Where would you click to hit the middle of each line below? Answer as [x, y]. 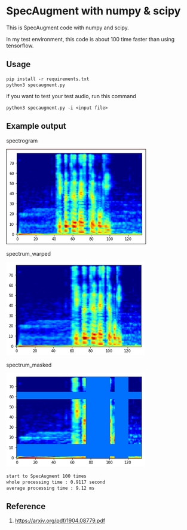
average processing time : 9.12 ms [50, 488]
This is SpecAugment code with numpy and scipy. [68, 28]
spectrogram [22, 140]
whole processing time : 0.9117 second [56, 482]
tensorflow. [20, 46]
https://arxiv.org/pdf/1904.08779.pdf [60, 521]
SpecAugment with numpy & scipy [93, 11]
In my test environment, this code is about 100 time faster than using [91, 39]
